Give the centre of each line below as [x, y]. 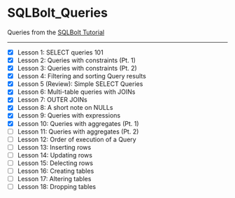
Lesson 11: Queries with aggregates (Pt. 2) [78, 132]
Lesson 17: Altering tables [54, 178]
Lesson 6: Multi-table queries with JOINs [76, 92]
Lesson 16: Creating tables [56, 171]
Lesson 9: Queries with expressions [69, 115]
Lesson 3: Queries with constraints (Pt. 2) [77, 69]
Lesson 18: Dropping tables [57, 186]
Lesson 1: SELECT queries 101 [60, 52]
